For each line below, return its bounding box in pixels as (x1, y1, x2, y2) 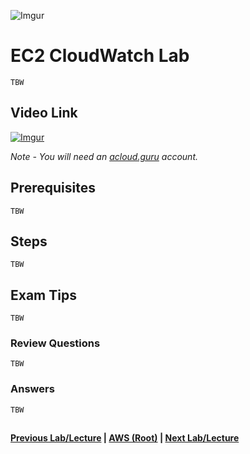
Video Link (10, 105, 78, 122)
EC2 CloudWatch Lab (10, 45, 190, 67)
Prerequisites (10, 180, 96, 197)
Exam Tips (10, 286, 77, 304)
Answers (10, 382, 55, 396)
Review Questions (10, 336, 101, 350)
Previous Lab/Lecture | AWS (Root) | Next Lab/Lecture (10, 432, 240, 444)
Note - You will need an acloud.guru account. (10, 150, 198, 162)
